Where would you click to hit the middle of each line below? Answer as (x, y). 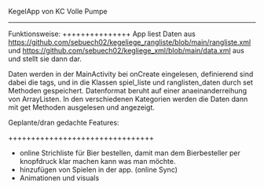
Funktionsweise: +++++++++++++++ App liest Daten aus (102, 34)
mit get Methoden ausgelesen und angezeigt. (82, 107)
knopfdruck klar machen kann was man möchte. (97, 161)
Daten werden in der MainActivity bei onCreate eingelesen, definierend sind (131, 74)
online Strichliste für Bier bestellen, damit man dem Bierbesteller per (130, 153)
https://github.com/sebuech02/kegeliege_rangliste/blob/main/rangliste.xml (130, 42)
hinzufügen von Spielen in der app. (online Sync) (99, 169)
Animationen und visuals (59, 178)
